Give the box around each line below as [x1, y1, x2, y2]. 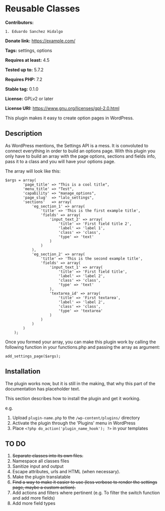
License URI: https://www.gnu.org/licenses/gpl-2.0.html [5, 105, 120, 111]
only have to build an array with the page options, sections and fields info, [5, 153, 156, 159]
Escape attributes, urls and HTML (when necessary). [12, 469, 120, 475]
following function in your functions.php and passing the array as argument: [5, 344, 160, 350]
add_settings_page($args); [5, 354, 61, 359]
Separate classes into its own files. [12, 453, 83, 459]
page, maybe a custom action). [12, 485, 76, 491]
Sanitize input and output [12, 463, 64, 469]
